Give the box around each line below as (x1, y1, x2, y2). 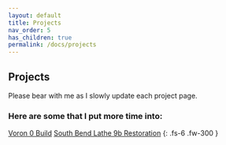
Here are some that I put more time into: (8, 110, 163, 121)
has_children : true (8, 33, 72, 42)
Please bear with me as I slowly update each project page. (8, 91, 198, 100)
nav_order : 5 (8, 26, 51, 34)
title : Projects (8, 19, 61, 27)
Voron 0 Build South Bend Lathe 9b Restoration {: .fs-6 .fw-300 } (8, 128, 219, 138)
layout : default (8, 11, 61, 20)
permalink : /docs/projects (8, 41, 97, 49)
